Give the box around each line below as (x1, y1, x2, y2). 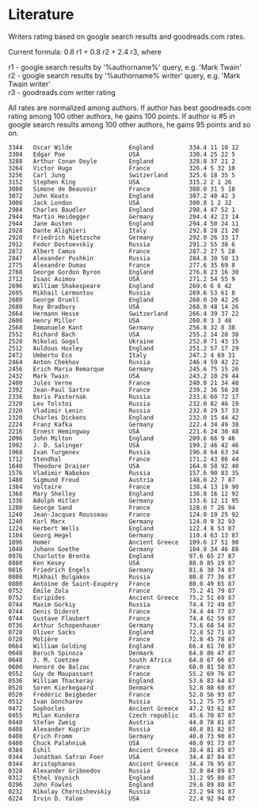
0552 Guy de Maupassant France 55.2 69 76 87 (8, 670, 236, 678)
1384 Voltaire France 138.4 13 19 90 (8, 483, 239, 491)
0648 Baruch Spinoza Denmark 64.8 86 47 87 (8, 649, 236, 657)
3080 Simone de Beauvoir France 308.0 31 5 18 (8, 184, 236, 193)
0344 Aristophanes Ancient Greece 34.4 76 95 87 (8, 760, 236, 768)
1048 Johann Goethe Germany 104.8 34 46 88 (8, 545, 239, 553)
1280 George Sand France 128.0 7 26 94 (8, 503, 236, 511)
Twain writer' (8, 79, 51, 89)
